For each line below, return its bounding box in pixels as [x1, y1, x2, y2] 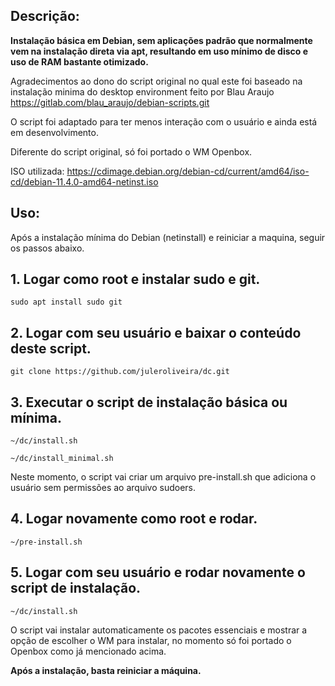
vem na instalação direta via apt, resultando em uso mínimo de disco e [10, 45, 309, 57]
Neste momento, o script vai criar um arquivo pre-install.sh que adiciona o [10, 471, 317, 483]
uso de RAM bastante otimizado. [10, 55, 149, 68]
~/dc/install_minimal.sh [10, 454, 114, 464]
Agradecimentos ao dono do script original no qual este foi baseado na [10, 75, 303, 87]
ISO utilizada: [10, 165, 65, 177]
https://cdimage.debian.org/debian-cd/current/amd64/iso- [66, 165, 310, 177]
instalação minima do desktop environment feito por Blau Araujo [10, 85, 275, 98]
